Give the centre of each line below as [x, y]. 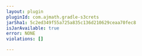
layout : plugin [25, 11]
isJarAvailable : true [33, 28]
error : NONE [21, 34]
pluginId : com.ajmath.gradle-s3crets [53, 17]
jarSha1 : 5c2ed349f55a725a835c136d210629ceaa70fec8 [71, 22]
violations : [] [25, 39]
